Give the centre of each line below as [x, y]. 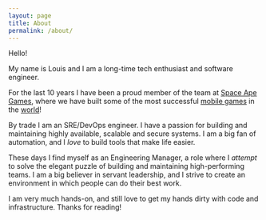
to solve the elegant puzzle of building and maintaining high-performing [127, 166]
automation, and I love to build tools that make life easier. [102, 142]
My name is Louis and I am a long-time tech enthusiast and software [121, 69]
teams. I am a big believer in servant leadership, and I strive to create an [127, 175]
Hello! [18, 54]
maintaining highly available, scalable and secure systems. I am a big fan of [132, 134]
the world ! [25, 110]
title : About [30, 23]
